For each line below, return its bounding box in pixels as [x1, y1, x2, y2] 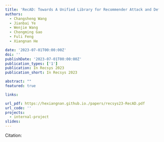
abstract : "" [5, 79, 32, 84]
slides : [5, 119, 21, 124]
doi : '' [5, 52, 21, 57]
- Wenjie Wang [9, 25, 38, 30]
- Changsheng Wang [9, 16, 47, 21]
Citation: [5, 132, 22, 138]
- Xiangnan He [9, 39, 38, 44]
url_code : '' [5, 106, 32, 110]
